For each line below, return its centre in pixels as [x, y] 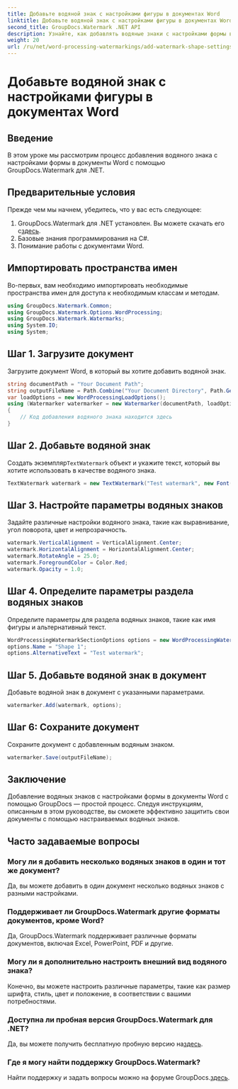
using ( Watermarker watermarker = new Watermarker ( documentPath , [106, 404]
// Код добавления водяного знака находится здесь [96, 417]
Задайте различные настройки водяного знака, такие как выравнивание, [118, 522]
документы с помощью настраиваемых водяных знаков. [94, 819]
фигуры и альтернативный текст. [57, 627]
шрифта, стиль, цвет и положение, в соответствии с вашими [99, 993]
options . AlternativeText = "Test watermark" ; [75, 653]
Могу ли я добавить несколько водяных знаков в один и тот [117, 862]
